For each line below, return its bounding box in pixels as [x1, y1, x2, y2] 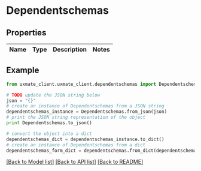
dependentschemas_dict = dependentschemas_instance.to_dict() [6, 136, 165, 142]
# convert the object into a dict [6, 130, 93, 137]
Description [53, 46, 87, 53]
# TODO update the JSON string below [6, 92, 100, 98]
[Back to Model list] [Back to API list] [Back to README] [6, 158, 144, 166]
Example [6, 65, 39, 76]
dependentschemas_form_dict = [6, 148, 82, 154]
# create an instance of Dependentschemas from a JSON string [6, 103, 165, 109]
